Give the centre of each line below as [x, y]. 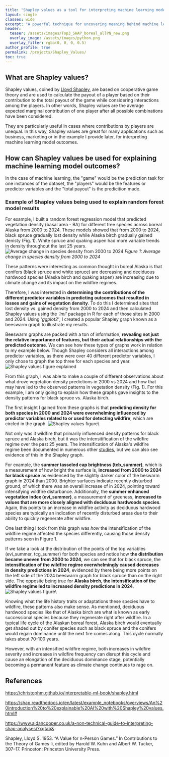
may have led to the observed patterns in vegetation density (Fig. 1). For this [84, 387]
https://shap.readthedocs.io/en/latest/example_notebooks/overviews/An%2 [84, 703]
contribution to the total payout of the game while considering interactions [82, 100]
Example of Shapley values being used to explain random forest [84, 201]
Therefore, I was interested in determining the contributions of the [75, 292]
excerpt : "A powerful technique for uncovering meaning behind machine [82, 24]
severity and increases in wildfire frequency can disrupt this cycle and [78, 654]
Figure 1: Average [143, 251]
